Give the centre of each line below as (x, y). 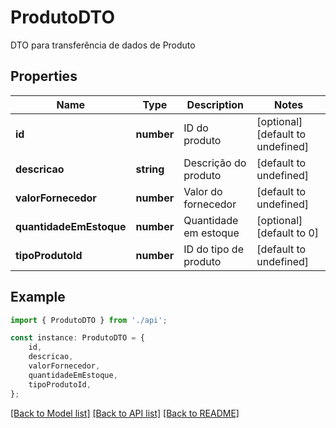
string (150, 169)
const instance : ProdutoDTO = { (77, 338)
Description (215, 104)
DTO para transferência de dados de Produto (103, 45)
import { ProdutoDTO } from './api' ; (89, 320)
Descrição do (215, 163)
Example (38, 297)
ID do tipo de (213, 249)
